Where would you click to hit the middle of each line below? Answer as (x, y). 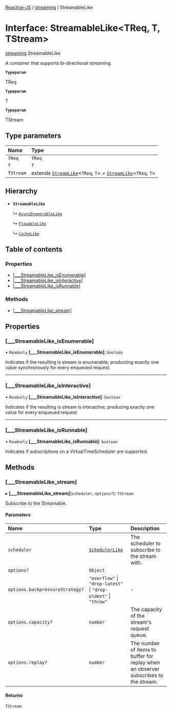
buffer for (142, 656)
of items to (143, 649)
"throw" (98, 602)
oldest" (98, 596)
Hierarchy (21, 191)
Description (145, 528)
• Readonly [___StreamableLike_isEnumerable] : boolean (64, 352)
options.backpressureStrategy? (46, 589)
